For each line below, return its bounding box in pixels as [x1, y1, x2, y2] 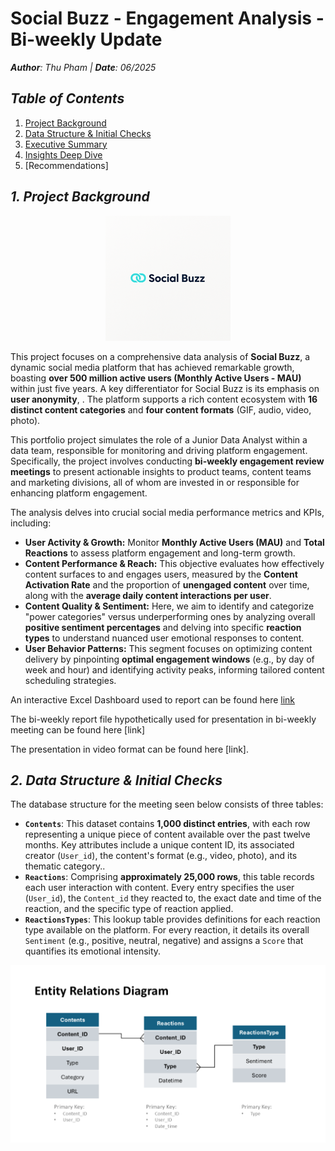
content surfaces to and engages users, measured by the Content [24, 568, 298, 580]
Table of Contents [10, 90, 125, 107]
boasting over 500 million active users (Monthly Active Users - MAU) [10, 372, 302, 384]
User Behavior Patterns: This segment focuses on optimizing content [24, 642, 313, 654]
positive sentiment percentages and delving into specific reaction [24, 621, 302, 633]
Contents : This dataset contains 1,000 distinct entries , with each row [24, 818, 311, 830]
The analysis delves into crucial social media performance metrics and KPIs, [10, 506, 325, 518]
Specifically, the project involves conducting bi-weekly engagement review [10, 455, 325, 467]
